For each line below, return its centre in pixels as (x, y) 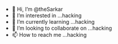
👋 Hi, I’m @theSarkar (37, 9)
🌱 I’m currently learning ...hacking (53, 22)
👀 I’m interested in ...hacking (46, 15)
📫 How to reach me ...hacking (49, 35)
